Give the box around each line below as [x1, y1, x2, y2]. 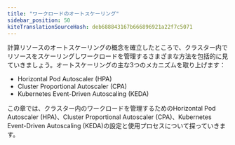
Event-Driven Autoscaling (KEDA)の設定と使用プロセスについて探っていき [7, 122, 220, 130]
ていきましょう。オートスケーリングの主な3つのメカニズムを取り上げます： [7, 61, 226, 69]
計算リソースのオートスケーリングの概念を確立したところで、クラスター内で [7, 43, 228, 52]
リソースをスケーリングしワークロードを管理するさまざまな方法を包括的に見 [7, 52, 229, 60]
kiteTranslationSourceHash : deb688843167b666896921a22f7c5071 [7, 23, 193, 30]
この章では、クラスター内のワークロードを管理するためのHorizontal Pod [7, 104, 216, 113]
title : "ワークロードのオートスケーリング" [7, 10, 119, 18]
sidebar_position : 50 [7, 17, 71, 24]
